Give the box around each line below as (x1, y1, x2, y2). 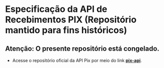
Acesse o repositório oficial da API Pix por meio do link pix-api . (12, 58, 142, 63)
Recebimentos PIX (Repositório (5, 14, 137, 25)
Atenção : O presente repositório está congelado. (5, 44, 160, 53)
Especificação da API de (5, 3, 108, 15)
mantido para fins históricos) (5, 25, 128, 36)
